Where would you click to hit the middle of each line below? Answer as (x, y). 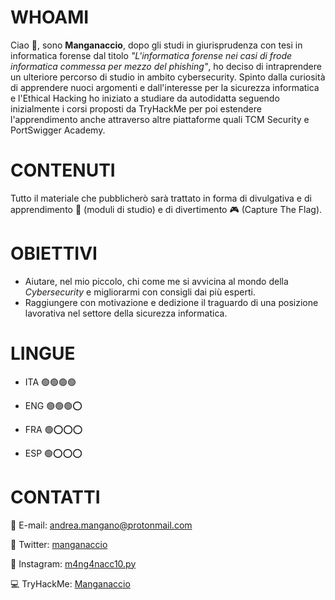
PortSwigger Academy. (58, 130)
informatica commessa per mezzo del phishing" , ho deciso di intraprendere (166, 66)
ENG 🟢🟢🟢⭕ (53, 405)
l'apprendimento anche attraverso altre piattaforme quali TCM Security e (160, 119)
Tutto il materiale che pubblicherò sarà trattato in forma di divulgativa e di (161, 198)
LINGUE (43, 353)
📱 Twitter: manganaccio (59, 544)
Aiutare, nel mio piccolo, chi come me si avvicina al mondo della (156, 281)
